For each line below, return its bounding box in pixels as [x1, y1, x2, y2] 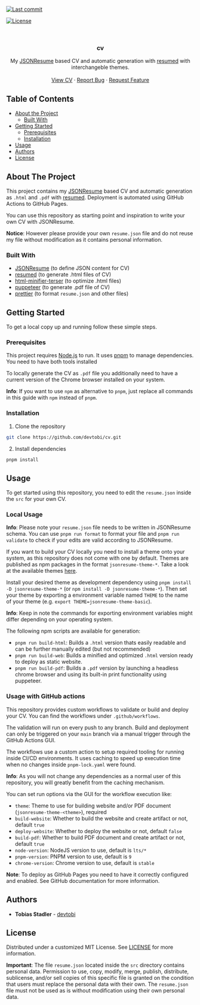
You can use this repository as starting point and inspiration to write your [6, 211, 185, 218]
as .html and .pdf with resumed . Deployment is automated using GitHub [6, 193, 184, 201]
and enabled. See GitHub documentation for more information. [6, 877, 160, 884]
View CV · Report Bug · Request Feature [51, 77, 149, 84]
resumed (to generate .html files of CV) [14, 271, 112, 278]
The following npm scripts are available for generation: [6, 627, 141, 634]
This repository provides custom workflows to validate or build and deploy [6, 706, 189, 713]
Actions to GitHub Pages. [6, 200, 68, 207]
